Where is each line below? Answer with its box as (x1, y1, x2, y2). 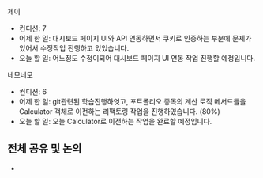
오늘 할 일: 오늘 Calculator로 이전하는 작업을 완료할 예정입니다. (18, 117, 212, 126)
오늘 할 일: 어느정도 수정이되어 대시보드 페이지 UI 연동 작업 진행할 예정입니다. (18, 54, 256, 62)
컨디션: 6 (18, 87, 47, 97)
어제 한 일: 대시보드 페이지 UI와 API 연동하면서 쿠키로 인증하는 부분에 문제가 (18, 34, 252, 43)
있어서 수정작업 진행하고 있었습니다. (18, 44, 130, 53)
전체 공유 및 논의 (7, 142, 82, 156)
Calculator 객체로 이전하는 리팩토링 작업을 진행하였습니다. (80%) (18, 107, 220, 116)
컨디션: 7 (18, 24, 47, 33)
